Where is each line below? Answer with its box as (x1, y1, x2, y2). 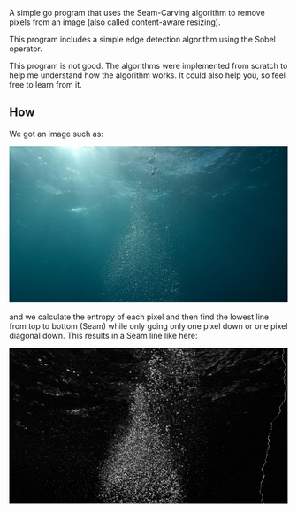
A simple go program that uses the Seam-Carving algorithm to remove (9, 8, 265, 18)
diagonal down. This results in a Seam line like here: (9, 330, 198, 341)
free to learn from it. (9, 80, 82, 89)
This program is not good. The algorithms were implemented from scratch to (9, 61, 288, 71)
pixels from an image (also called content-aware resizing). (9, 17, 221, 27)
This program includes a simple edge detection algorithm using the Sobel (9, 34, 276, 44)
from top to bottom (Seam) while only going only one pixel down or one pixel (9, 320, 288, 331)
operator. (9, 43, 42, 54)
